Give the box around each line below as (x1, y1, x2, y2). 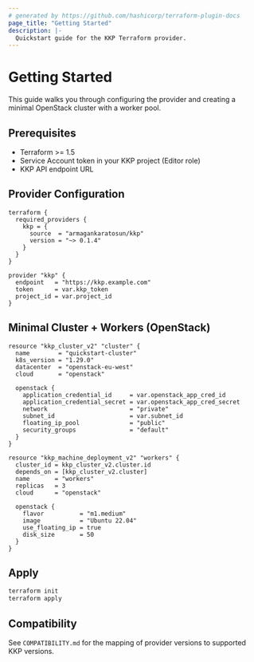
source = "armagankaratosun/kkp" (29, 229, 145, 238)
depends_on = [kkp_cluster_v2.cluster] (15, 467, 148, 475)
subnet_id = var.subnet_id (22, 412, 183, 420)
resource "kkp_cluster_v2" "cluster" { (8, 342, 141, 350)
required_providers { (15, 215, 88, 223)
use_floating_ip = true (22, 523, 102, 531)
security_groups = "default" (22, 426, 170, 434)
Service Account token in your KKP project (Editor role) (19, 156, 201, 165)
